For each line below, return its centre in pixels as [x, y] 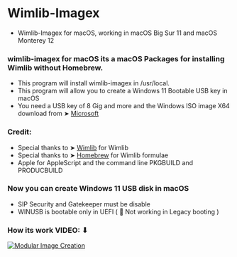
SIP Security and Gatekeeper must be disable [84, 204]
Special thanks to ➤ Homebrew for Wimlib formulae [93, 155]
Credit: [20, 132]
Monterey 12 [36, 40]
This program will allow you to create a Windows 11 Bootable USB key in [123, 91]
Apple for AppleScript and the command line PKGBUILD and [105, 162]
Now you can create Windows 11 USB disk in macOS [98, 189]
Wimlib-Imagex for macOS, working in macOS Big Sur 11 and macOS [117, 33]
